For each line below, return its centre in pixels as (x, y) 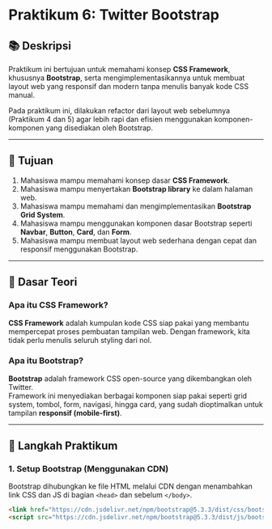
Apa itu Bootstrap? (46, 361)
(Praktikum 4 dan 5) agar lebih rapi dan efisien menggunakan (110, 119)
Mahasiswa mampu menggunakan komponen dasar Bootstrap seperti (136, 223)
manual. (21, 95)
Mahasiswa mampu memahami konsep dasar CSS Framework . (125, 180)
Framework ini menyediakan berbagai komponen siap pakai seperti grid (128, 396)
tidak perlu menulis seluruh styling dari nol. (80, 340)
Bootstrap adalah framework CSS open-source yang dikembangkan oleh (130, 379)
